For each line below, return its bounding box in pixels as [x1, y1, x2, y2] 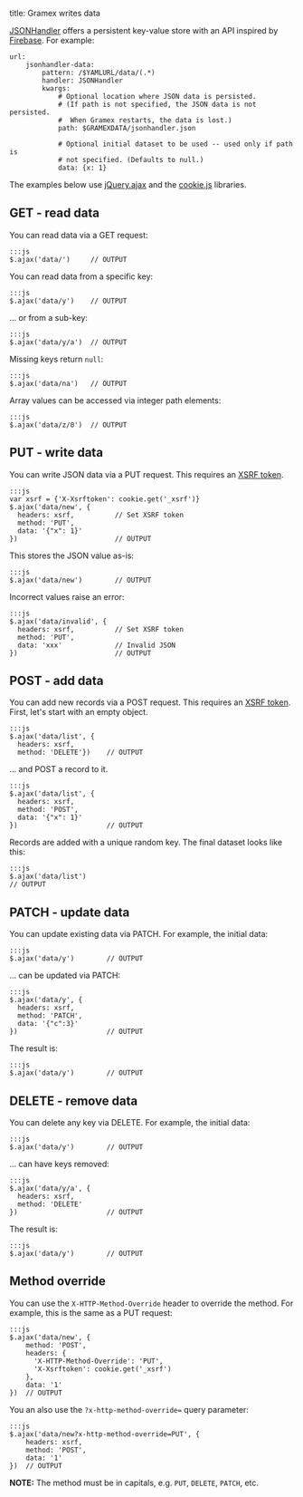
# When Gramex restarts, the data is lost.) [57, 116, 232, 125]
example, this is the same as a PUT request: [9, 1307, 174, 1318]
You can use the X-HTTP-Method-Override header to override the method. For [9, 1298, 294, 1309]
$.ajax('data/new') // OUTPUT [9, 575, 152, 584]
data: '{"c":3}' [17, 1019, 79, 1029]
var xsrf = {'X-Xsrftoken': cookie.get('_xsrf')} [9, 494, 201, 504]
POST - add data [9, 673, 104, 689]
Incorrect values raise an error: [9, 591, 125, 602]
